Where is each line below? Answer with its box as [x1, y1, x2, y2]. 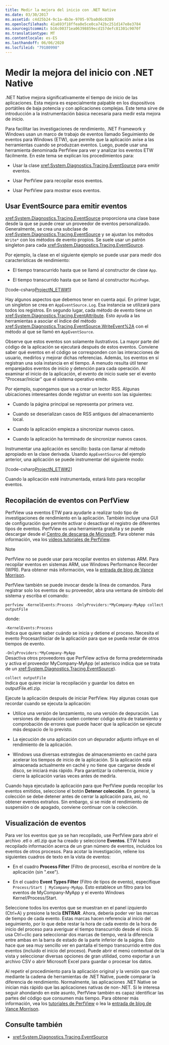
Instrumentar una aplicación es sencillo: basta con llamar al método [5, 446, 145, 452]
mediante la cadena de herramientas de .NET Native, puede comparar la [5, 974, 155, 979]
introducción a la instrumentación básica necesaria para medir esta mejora [5, 110, 161, 116]
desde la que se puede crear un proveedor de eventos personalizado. [5, 221, 150, 227]
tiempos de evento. [5, 641, 45, 647]
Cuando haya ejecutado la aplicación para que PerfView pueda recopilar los [5, 782, 163, 789]
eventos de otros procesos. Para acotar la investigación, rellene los [5, 848, 145, 854]
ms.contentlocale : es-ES [5, 36, 58, 41]
